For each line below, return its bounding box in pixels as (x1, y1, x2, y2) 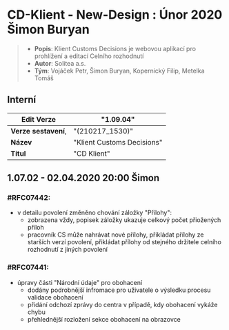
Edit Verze (21, 114, 57, 124)
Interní (7, 94, 37, 106)
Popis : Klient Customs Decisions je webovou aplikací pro (34, 44, 197, 53)
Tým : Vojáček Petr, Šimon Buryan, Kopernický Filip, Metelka (34, 66, 205, 75)
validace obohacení (27, 293, 83, 301)
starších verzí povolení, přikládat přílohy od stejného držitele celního (27, 238, 222, 246)
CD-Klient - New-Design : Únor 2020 (7, 7, 223, 23)
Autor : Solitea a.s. (34, 59, 86, 67)
